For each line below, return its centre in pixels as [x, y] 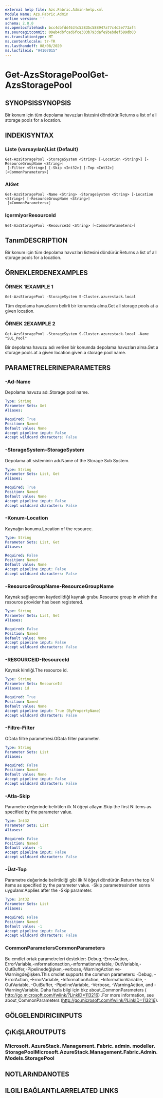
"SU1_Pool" [16, 338]
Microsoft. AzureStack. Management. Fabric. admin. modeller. [80, 1046]
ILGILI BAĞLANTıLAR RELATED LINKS [62, 1091]
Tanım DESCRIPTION [36, 241]
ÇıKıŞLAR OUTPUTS [36, 1032]
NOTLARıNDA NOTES [37, 1074]
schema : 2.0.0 [19, 23]
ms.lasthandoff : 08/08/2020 [34, 46]
